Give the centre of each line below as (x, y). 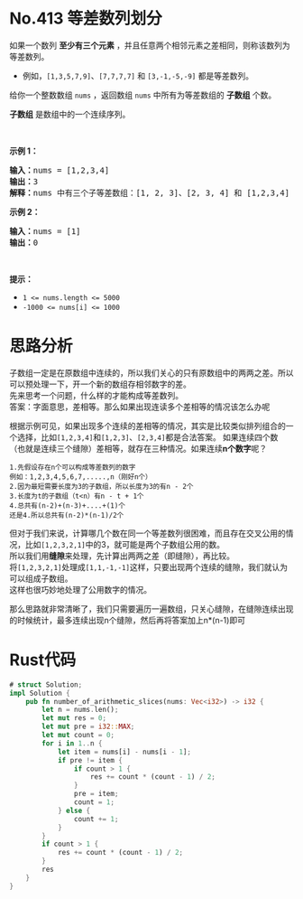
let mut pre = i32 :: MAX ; (88, 727)
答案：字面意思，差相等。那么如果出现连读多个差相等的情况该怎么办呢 (140, 407)
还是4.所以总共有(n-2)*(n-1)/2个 (67, 515)
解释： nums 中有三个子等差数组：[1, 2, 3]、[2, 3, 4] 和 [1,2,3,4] (150, 192)
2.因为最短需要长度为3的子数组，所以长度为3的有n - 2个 (101, 486)
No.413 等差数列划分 (86, 19)
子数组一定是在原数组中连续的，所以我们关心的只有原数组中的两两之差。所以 (151, 372)
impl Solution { (40, 693)
